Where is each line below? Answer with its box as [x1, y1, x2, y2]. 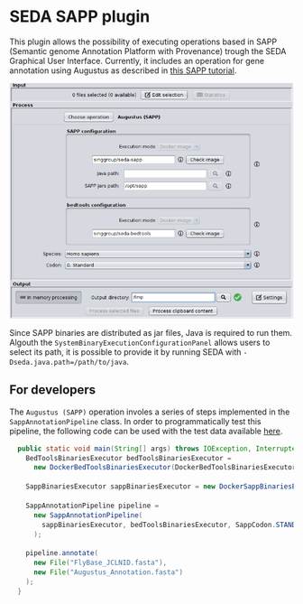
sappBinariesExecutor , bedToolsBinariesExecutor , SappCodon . [41, 520, 277, 529]
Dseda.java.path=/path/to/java [9, 358, 127, 367]
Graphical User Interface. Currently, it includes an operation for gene [9, 55, 264, 66]
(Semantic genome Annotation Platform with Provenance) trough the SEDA [9, 45, 287, 56]
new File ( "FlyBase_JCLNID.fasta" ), [32, 558, 168, 568]
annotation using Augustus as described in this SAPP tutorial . [9, 65, 237, 76]
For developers [9, 382, 96, 398]
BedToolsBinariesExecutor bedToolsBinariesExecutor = [25, 453, 232, 462]
